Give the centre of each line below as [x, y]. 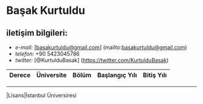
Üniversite [51, 75]
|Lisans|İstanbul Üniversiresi [41, 95]
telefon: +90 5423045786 [47, 54]
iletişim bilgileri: [37, 33]
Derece [20, 75]
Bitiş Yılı [155, 75]
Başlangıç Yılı [117, 75]
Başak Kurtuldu [46, 11]
